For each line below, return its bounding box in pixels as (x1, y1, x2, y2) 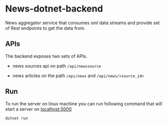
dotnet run (5, 115, 28, 121)
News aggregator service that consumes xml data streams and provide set (5, 20, 160, 26)
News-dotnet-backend (5, 3, 103, 15)
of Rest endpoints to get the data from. (5, 25, 86, 31)
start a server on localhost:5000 (5, 106, 72, 112)
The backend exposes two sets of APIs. (5, 53, 88, 59)
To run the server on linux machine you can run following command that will (5, 100, 162, 106)
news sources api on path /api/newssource (12, 62, 102, 69)
